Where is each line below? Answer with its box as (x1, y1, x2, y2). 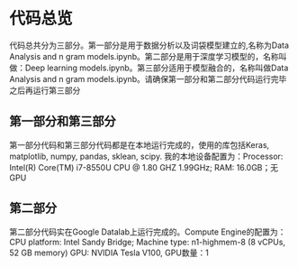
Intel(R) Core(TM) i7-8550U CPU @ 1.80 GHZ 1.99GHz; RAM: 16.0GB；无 (9, 161, 279, 172)
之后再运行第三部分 (9, 85, 81, 96)
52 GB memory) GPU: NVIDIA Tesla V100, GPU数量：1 (9, 247, 209, 258)
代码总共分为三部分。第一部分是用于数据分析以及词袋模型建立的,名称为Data (9, 40, 290, 51)
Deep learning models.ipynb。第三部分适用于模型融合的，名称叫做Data (24, 62, 289, 73)
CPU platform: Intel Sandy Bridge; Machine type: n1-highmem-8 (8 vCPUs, (9, 236, 286, 247)
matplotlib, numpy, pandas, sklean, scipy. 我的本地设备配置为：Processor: (9, 151, 284, 161)
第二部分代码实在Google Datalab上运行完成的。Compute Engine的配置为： (9, 226, 286, 237)
